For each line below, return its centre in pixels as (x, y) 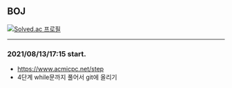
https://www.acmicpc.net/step (60, 69)
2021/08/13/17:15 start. (47, 53)
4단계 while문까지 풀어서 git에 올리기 (67, 77)
